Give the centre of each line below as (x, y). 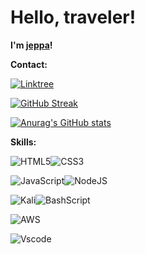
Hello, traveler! (73, 17)
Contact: (29, 64)
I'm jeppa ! (31, 45)
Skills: (23, 142)
